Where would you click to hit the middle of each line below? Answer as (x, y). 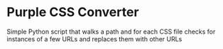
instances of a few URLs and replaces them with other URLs (94, 38)
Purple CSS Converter (73, 12)
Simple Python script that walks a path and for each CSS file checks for (111, 31)
